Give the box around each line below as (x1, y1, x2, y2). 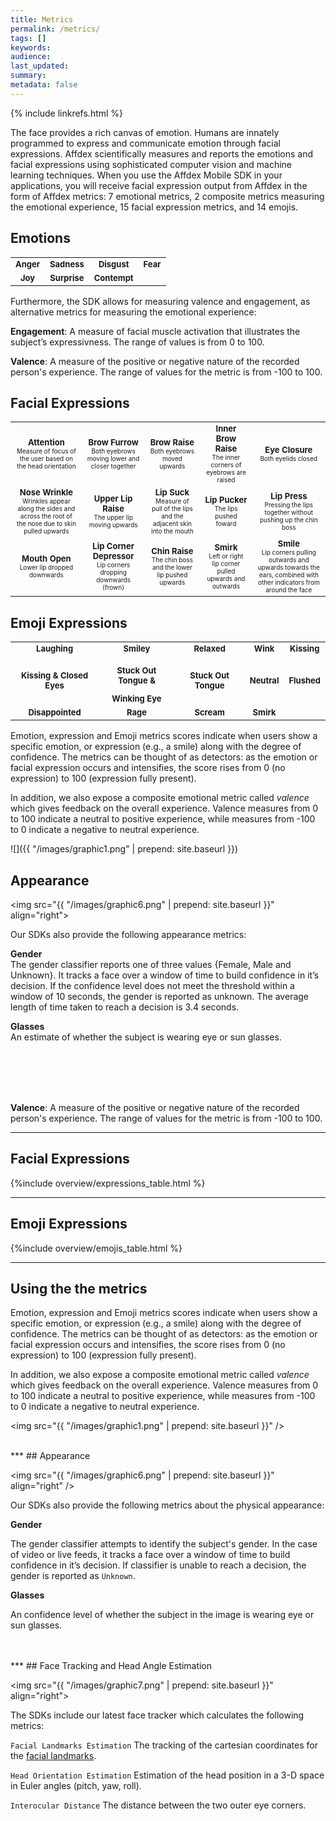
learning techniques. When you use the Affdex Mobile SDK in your (10, 169, 283, 181)
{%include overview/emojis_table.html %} (10, 1242, 183, 1254)
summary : (10, 71, 47, 81)
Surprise (49, 272, 85, 283)
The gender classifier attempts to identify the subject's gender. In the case (10, 1538, 318, 1550)
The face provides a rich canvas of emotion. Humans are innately (10, 126, 280, 138)
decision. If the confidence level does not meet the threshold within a (10, 980, 295, 991)
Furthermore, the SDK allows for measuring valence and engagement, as (10, 295, 311, 307)
